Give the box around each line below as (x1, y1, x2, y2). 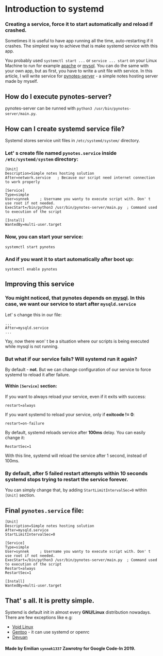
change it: (5, 435, 25, 441)
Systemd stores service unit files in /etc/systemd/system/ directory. (5, 138, 140, 144)
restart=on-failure (5, 421, 45, 426)
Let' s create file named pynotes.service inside (5, 150, 117, 157)
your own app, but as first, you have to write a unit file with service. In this (5, 68, 153, 74)
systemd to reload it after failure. (5, 371, 70, 378)
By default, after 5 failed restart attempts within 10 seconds (5, 470, 148, 477)
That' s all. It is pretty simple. (5, 596, 95, 604)
